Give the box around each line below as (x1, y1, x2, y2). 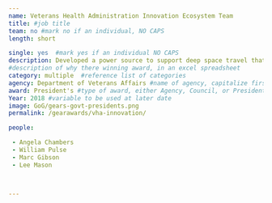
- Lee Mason (11, 161, 53, 169)
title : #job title (8, 19, 70, 27)
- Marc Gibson (11, 153, 60, 162)
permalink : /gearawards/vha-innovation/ (8, 109, 147, 117)
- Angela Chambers (11, 138, 74, 146)
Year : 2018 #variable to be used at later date (8, 94, 172, 102)
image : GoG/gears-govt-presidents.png (8, 102, 139, 110)
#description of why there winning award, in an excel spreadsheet (8, 64, 241, 73)
